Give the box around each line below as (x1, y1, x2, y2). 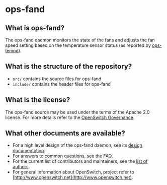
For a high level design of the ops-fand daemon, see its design (12, 142, 142, 148)
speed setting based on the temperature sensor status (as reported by (5, 42, 151, 48)
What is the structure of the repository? (5, 62, 132, 71)
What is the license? (5, 96, 70, 104)
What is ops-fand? (5, 24, 65, 32)
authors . (12, 164, 30, 170)
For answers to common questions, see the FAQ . (12, 153, 113, 159)
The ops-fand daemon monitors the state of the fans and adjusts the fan (5, 37, 155, 43)
